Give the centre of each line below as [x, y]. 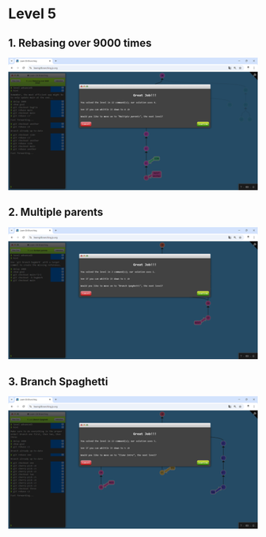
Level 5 [32, 14]
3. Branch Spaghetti [58, 382]
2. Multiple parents [56, 212]
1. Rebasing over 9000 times [80, 43]
